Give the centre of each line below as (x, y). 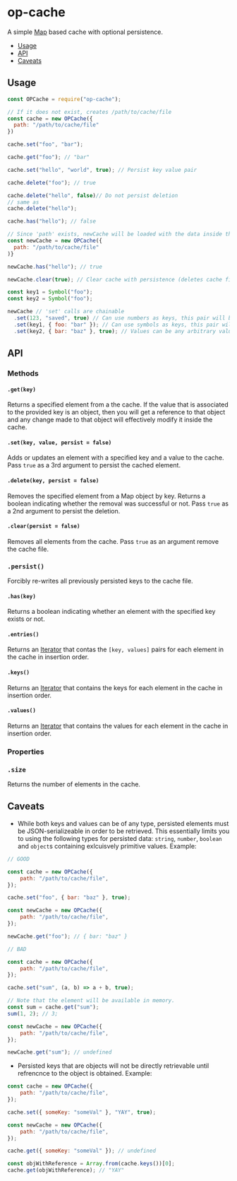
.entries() (23, 634)
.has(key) (22, 596)
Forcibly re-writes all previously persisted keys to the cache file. (100, 581)
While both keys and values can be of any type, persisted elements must (123, 823)
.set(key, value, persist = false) (60, 443)
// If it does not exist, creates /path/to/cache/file (90, 112)
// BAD (17, 949)
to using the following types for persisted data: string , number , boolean (120, 838)
